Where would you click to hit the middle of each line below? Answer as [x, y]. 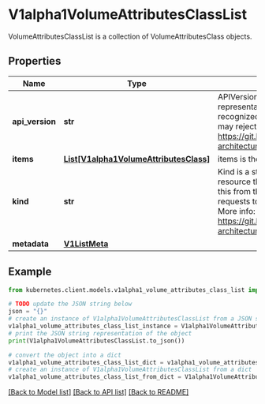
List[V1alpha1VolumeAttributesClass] [137, 159]
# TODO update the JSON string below [70, 304]
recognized [239, 116]
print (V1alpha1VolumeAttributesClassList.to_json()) [97, 341]
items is [232, 159]
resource [234, 181]
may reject [237, 126]
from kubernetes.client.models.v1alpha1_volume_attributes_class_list [127, 290]
